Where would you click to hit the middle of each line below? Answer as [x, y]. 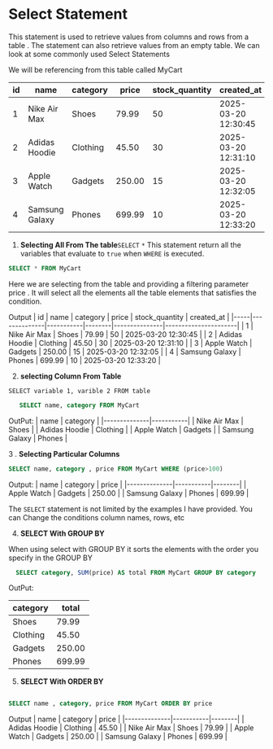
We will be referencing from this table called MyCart [95, 69]
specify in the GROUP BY [51, 558]
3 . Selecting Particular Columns [64, 453]
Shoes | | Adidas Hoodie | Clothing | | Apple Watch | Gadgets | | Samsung [131, 429]
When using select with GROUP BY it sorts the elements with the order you [133, 549]
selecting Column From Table [71, 376]
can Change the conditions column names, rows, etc [97, 517]
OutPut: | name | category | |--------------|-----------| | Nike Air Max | [126, 421]
